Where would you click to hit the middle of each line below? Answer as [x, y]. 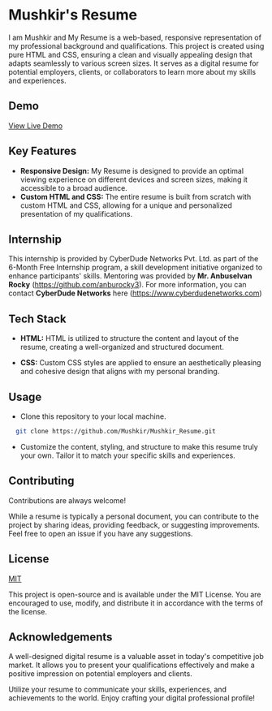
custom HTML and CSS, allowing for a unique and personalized [126, 205]
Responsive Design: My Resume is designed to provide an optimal [132, 170]
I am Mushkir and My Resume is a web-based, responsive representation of [135, 37]
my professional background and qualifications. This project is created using [136, 45]
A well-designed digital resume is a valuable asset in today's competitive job [136, 657]
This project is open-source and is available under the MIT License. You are [135, 594]
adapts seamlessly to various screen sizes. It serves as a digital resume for [134, 63]
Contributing [41, 481]
